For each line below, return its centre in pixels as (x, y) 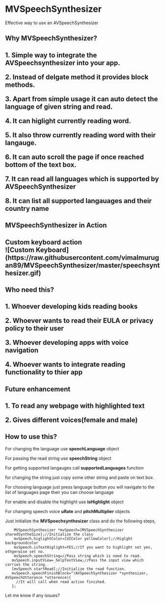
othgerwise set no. (25, 552)
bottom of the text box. (41, 165)
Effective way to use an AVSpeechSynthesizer (52, 23)
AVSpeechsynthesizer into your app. (63, 63)
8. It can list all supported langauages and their (79, 201)
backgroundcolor (22, 543)
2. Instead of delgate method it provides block (77, 77)
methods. (20, 85)
